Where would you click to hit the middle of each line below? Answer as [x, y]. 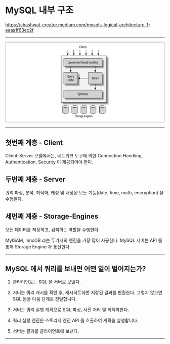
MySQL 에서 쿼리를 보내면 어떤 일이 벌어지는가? [76, 269]
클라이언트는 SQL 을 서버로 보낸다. [47, 282]
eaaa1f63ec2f [19, 30]
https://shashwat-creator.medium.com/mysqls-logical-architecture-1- [78, 25]
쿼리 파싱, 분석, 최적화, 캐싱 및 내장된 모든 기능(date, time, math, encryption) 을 [84, 192]
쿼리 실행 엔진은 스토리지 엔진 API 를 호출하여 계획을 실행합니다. [75, 320]
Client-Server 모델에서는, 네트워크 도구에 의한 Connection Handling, [74, 155]
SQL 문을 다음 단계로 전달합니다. [45, 299]
